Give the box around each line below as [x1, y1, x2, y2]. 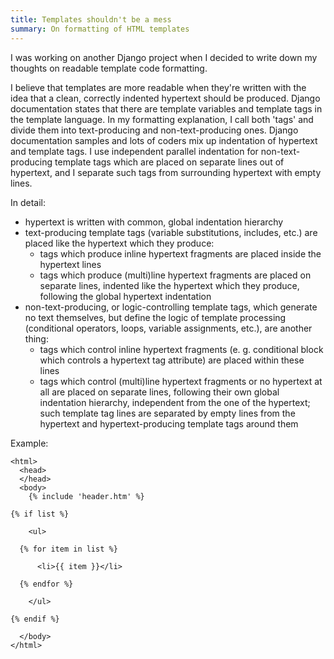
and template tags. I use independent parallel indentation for [10, 145, 259, 157]
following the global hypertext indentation [39, 290, 212, 302]
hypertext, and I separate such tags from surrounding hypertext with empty [10, 166, 322, 178]
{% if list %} [10, 509, 70, 519]
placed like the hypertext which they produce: [24, 237, 215, 249]
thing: [24, 332, 49, 345]
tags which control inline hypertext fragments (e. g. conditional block [39, 343, 324, 355]
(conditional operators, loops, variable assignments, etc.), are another [24, 322, 313, 334]
